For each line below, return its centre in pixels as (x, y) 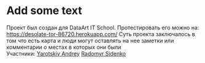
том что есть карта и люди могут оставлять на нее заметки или (90, 40)
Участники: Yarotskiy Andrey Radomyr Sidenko (66, 53)
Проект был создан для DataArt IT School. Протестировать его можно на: (103, 28)
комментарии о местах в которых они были (64, 47)
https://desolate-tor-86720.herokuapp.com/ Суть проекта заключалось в (101, 34)
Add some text (44, 11)
